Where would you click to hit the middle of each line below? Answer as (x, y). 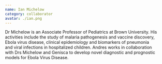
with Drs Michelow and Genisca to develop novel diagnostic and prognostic (80, 52)
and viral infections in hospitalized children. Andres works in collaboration (79, 47)
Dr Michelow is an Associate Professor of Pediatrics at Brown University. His (81, 32)
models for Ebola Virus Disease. (37, 58)
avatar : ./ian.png (23, 18)
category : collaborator (29, 14)
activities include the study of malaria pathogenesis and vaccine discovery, (80, 37)
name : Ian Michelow (25, 9)
